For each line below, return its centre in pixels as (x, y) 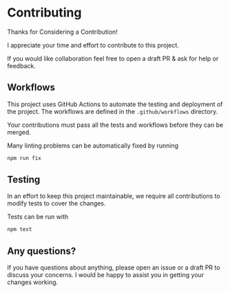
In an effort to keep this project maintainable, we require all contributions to (114, 196)
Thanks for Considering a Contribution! (63, 32)
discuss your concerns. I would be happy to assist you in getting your (106, 275)
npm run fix (24, 158)
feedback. (21, 65)
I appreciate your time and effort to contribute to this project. (93, 45)
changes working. (33, 282)
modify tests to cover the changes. (56, 203)
